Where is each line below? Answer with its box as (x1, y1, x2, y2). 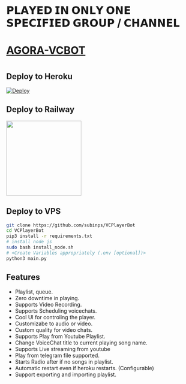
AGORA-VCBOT (6, 44, 86, 58)
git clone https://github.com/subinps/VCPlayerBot (6, 222, 136, 228)
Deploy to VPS (6, 206, 61, 216)
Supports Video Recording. (14, 301, 82, 308)
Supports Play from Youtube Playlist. (14, 332, 106, 340)
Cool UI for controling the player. (14, 313, 96, 320)
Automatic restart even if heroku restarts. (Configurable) (14, 364, 154, 371)
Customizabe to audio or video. (14, 320, 93, 327)
